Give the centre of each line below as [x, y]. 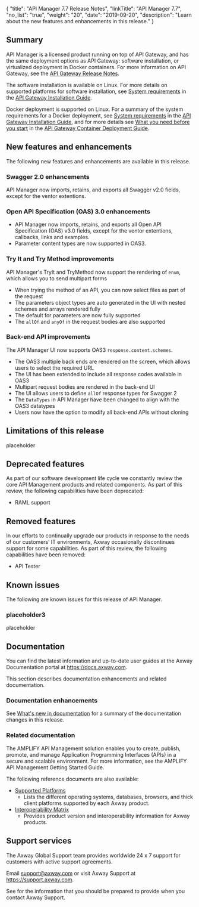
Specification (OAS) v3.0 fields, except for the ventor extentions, [94, 231]
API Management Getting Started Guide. [55, 767]
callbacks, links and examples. [52, 237]
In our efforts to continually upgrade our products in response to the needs [98, 535]
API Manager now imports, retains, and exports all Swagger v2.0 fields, [93, 190]
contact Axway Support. [36, 897]
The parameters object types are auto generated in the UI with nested [100, 302]
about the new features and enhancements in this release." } [80, 21]
